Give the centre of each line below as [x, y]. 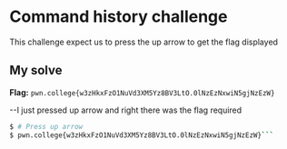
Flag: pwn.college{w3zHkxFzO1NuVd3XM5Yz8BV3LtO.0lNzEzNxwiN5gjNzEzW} [142, 92]
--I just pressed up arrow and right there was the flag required [126, 110]
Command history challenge [119, 17]
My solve [36, 70]
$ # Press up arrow [46, 126]
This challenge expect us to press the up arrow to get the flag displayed [144, 42]
